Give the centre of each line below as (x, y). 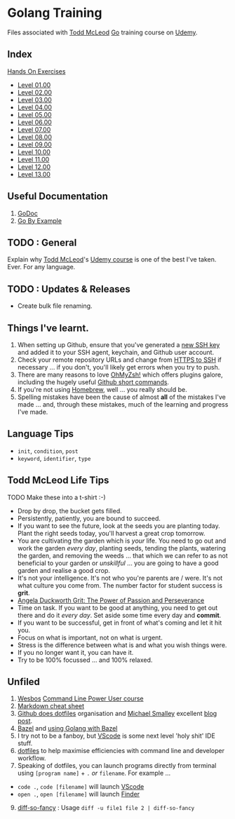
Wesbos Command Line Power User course (80, 698)
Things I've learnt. (48, 328)
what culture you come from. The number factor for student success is (120, 585)
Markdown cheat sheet (51, 706)
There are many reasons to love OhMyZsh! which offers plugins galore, (120, 374)
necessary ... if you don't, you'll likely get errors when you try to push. (119, 367)
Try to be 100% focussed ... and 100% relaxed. (85, 660)
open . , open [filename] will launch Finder (79, 794)
